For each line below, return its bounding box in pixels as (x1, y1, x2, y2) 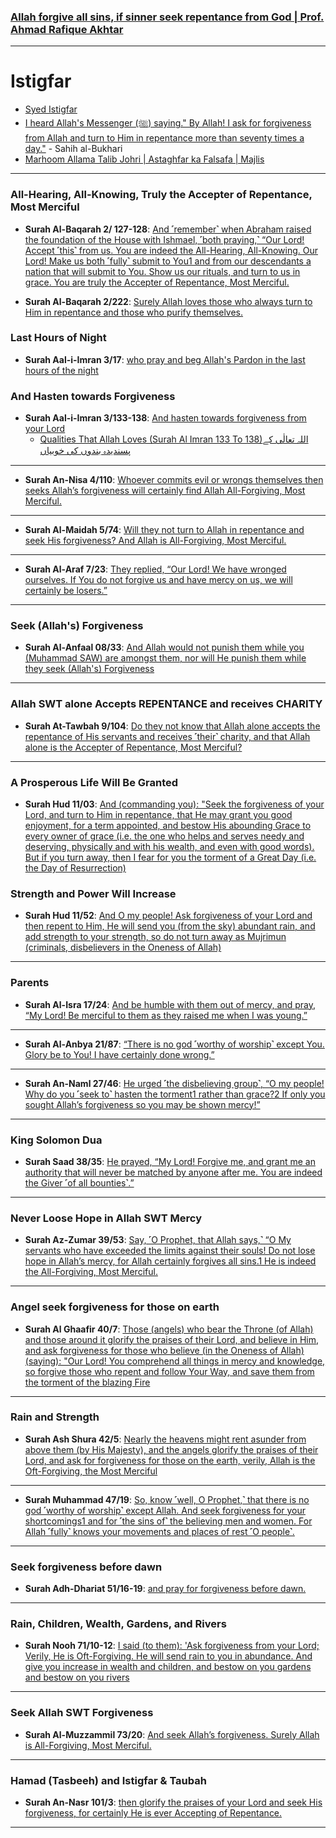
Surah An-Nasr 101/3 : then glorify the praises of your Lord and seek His (24, 1796, 323, 1808)
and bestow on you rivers (24, 1671, 130, 1684)
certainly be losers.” (24, 585, 108, 597)
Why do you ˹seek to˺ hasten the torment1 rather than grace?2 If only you (24, 1088, 326, 1100)
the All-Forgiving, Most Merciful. (24, 1266, 158, 1278)
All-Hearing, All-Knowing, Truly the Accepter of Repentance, (10, 188, 313, 202)
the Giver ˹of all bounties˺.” (24, 1176, 135, 1189)
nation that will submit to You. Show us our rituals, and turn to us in (24, 265, 301, 277)
